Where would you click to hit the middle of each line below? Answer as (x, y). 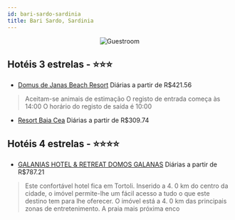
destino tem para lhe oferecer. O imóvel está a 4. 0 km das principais (126, 201)
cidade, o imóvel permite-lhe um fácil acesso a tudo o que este (117, 194)
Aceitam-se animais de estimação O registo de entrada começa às (122, 99)
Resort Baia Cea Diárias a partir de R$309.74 (83, 120)
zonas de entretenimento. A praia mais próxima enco (102, 209)
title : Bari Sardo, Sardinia (51, 21)
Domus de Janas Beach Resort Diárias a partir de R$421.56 (105, 85)
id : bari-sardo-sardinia (44, 14)
